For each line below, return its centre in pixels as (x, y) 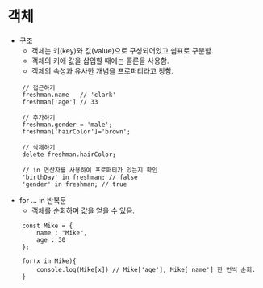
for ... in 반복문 (43, 200)
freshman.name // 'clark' (69, 95)
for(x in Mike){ (50, 261)
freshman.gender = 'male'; (67, 125)
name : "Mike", (62, 233)
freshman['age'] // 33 (60, 102)
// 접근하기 (39, 87)
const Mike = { (48, 226)
